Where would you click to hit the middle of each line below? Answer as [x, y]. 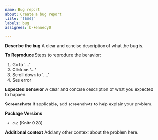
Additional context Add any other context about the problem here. [72, 132]
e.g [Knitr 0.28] [27, 123]
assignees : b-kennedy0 [28, 28]
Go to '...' [21, 65]
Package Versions [24, 114]
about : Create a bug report [34, 14]
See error [22, 80]
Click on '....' [24, 70]
